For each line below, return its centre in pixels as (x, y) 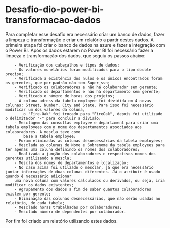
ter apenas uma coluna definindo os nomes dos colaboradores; (73, 149)
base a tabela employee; (50, 136)
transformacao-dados (53, 20)
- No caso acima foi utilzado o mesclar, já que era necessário (84, 167)
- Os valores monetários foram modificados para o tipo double (83, 70)
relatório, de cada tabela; (35, 203)
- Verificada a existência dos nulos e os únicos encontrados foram (89, 78)
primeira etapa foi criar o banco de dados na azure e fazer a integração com (85, 45)
